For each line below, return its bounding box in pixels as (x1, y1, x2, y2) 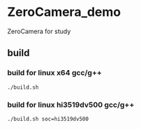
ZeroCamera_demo (7, 4, 121, 20)
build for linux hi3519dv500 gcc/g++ (7, 100, 135, 110)
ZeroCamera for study (7, 27, 71, 35)
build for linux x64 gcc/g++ (7, 68, 103, 78)
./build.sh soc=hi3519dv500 (7, 115, 89, 122)
